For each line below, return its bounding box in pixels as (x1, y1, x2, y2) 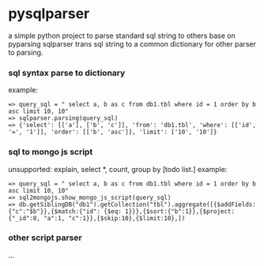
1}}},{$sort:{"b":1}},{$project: (125, 207, 236, 215)
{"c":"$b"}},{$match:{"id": (8, 207, 101, 215)
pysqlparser (8, 5, 90, 23)
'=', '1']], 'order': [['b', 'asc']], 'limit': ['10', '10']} (8, 128, 217, 137)
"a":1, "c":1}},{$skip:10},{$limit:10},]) (43, 214, 186, 222)
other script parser (8, 232, 82, 243)
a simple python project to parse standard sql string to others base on (8, 31, 236, 40)
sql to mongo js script (8, 147, 93, 158)
